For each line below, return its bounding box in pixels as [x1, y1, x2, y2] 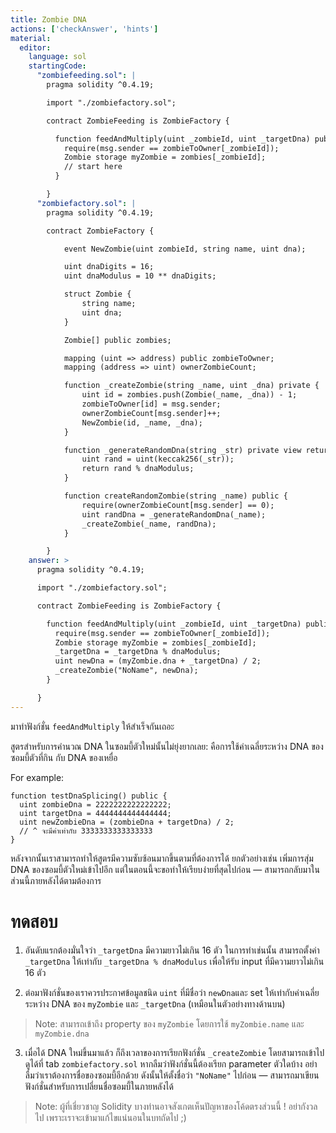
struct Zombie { [63, 289, 132, 300]
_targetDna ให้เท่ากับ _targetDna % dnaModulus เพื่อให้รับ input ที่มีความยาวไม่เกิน [24, 955, 325, 967]
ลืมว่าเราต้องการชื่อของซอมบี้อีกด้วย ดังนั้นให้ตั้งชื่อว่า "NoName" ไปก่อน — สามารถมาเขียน [24, 1069, 320, 1081]
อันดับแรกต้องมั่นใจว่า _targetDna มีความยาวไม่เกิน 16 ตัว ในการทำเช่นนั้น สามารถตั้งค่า [24, 944, 320, 956]
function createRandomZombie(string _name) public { [63, 491, 288, 501]
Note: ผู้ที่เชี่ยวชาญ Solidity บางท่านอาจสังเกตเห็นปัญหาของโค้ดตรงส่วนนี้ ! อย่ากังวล [34, 1100, 318, 1112]
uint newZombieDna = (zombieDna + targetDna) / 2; [19, 817, 235, 827]
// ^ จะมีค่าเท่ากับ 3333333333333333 [19, 826, 153, 836]
